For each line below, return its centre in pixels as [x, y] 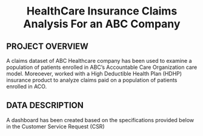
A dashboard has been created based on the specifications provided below [100, 120]
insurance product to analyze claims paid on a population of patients [92, 80]
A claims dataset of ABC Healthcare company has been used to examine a [99, 61]
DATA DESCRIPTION [45, 105]
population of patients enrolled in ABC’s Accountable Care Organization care [102, 67]
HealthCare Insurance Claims [102, 11]
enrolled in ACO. [27, 86]
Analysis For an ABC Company [102, 24]
